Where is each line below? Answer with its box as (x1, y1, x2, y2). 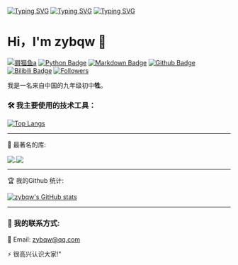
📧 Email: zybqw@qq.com (7, 235, 81, 244)
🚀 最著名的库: (7, 140, 47, 149)
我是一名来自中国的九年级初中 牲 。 (7, 81, 107, 89)
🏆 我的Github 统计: (7, 176, 64, 185)
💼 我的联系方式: (7, 218, 60, 228)
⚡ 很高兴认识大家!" (7, 249, 62, 258)
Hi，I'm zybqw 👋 (7, 34, 107, 50)
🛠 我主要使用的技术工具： (7, 100, 96, 110)
